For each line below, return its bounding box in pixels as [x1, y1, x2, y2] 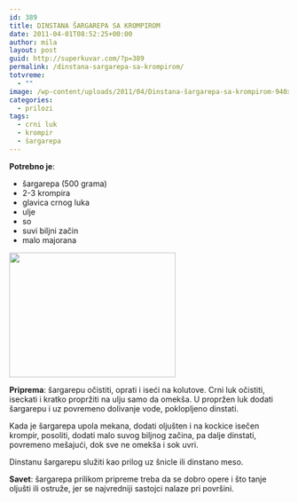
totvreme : [9, 71, 46, 80]
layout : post [9, 46, 58, 55]
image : [9, 87, 34, 96]
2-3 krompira [21, 187, 71, 198]
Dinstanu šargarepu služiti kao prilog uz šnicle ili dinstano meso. [9, 456, 244, 467]
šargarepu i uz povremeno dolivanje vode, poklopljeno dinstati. [9, 403, 239, 413]
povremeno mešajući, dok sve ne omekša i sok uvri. [9, 439, 199, 450]
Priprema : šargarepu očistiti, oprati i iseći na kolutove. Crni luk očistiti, [9, 384, 265, 395]
